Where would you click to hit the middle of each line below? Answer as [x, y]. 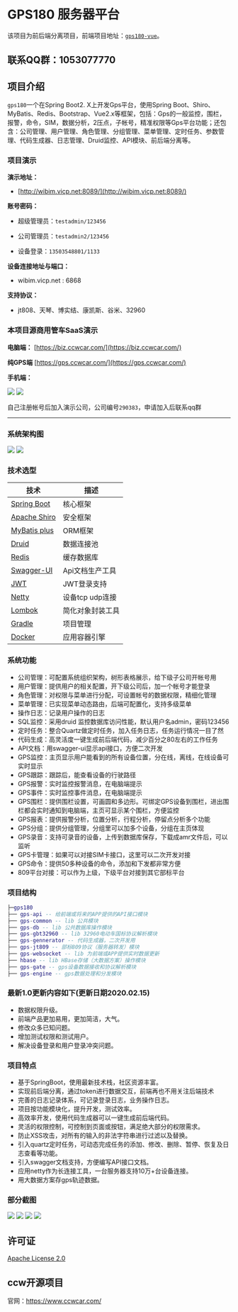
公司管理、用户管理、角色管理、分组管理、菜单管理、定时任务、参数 [119, 131]
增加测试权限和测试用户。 [55, 1036]
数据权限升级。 [39, 1010]
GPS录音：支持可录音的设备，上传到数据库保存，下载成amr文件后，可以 [123, 837]
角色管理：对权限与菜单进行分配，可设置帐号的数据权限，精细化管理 [117, 695]
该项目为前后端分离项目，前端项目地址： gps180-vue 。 [85, 35]
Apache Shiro [34, 517]
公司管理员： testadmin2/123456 [63, 236]
